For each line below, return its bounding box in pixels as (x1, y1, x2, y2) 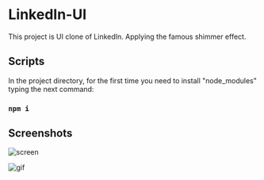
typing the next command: (8, 84, 94, 94)
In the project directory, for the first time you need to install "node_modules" (8, 75, 258, 85)
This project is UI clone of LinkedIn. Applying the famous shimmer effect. (8, 32, 247, 41)
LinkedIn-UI (8, 6, 87, 24)
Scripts (8, 55, 45, 68)
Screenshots (8, 127, 73, 140)
